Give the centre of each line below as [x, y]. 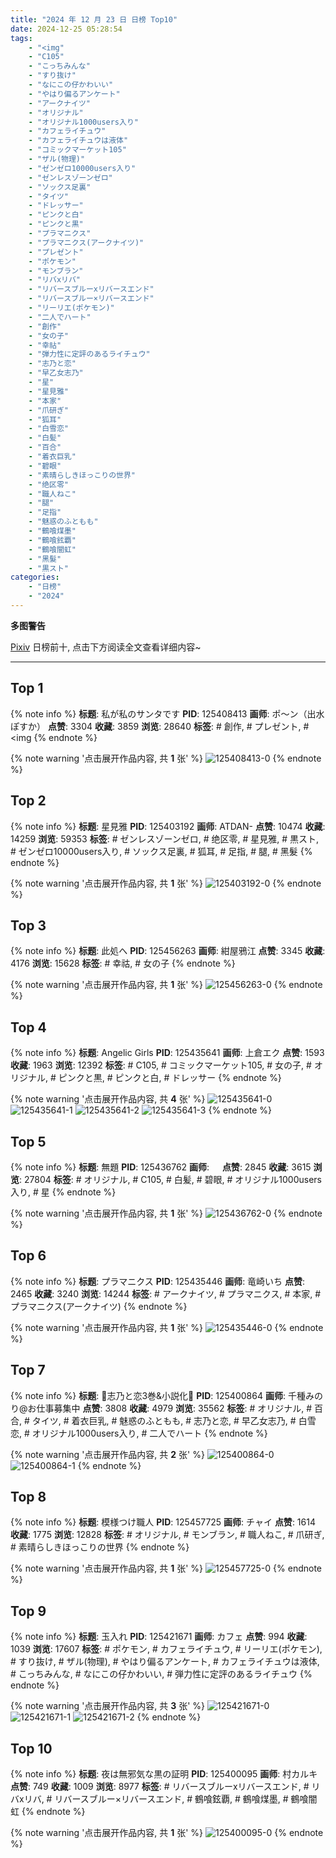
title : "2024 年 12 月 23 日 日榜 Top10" [94, 19]
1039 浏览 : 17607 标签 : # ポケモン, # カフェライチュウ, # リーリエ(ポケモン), [166, 1649]
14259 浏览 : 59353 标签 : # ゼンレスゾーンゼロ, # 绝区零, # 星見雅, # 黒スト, [165, 838]
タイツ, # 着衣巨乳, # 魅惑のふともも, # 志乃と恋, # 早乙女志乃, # [164, 1420]
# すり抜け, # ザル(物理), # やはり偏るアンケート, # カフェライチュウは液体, [165, 1662]
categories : [35, 577]
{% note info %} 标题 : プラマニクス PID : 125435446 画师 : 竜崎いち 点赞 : [158, 1281]
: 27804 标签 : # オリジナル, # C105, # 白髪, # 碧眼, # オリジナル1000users [170, 1179]
